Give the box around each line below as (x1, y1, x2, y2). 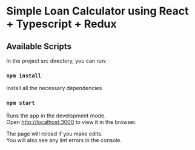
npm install (6, 72, 42, 79)
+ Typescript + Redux (6, 17, 117, 31)
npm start (6, 100, 35, 106)
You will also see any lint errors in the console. (6, 136, 122, 143)
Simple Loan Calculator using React (6, 4, 189, 18)
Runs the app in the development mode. (6, 112, 106, 119)
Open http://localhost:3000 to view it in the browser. (6, 118, 137, 125)
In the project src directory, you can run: (6, 57, 107, 64)
